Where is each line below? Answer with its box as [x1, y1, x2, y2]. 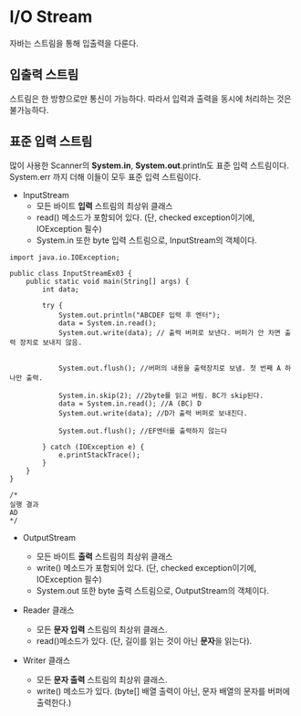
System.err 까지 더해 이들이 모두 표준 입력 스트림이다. [9, 171, 202, 182]
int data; [42, 285, 79, 294]
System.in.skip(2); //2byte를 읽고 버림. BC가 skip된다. [57, 391, 265, 400]
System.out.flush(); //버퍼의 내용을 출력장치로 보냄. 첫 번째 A [57, 363, 281, 373]
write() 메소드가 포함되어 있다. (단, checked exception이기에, [36, 562, 257, 573]
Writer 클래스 [22, 655, 71, 666]
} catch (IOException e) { [42, 442, 145, 451]
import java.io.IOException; [9, 253, 120, 262]
